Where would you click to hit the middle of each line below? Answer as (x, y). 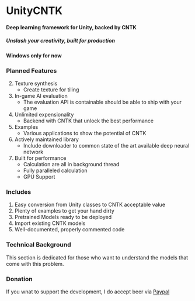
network (33, 152)
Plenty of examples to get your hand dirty (65, 211)
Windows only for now (34, 55)
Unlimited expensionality (44, 115)
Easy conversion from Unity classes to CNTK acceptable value (90, 205)
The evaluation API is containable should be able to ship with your (102, 102)
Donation (20, 279)
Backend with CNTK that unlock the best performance (88, 121)
